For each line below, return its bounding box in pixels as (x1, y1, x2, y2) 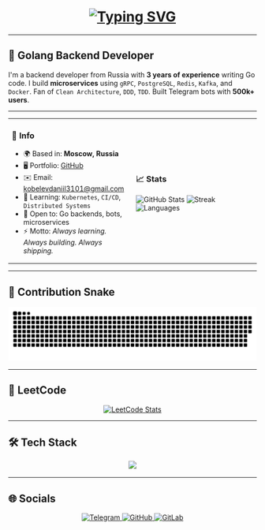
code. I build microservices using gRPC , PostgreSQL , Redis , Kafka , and (8, 78, 233, 88)
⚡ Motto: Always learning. (23, 226, 107, 236)
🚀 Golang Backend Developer (8, 49, 155, 62)
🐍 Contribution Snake (8, 285, 116, 299)
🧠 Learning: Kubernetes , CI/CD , (23, 192, 121, 201)
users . (8, 95, 30, 104)
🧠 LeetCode (8, 383, 67, 397)
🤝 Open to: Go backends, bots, (23, 209, 122, 218)
